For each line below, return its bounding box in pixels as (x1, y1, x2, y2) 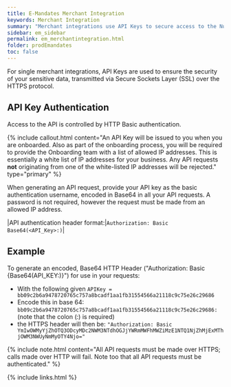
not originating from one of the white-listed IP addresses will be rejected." (7, 162, 217, 170)
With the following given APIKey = (16, 285, 112, 293)
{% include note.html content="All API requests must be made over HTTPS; (7, 345, 221, 353)
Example (7, 245, 45, 258)
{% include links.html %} (7, 373, 77, 382)
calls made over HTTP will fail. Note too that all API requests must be (7, 352, 201, 361)
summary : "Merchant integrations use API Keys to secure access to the (7, 23, 217, 30)
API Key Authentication (7, 102, 109, 113)
